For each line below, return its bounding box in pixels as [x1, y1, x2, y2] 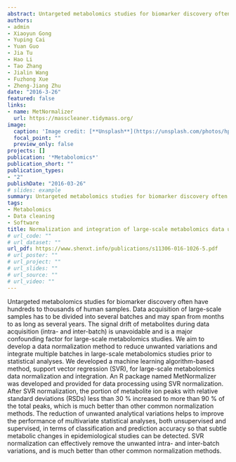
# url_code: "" [7, 232, 52, 239]
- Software [7, 219, 39, 226]
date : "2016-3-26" [7, 88, 61, 95]
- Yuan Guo [7, 43, 39, 50]
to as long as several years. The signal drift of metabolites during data [7, 319, 209, 328]
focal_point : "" [13, 134, 61, 141]
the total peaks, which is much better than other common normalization [7, 402, 214, 410]
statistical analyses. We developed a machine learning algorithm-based [7, 357, 214, 365]
